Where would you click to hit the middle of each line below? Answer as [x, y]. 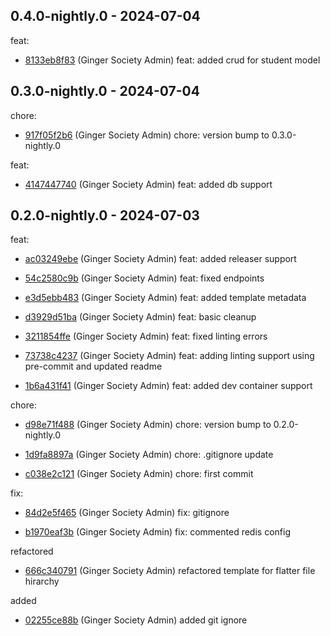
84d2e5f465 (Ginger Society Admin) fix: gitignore [127, 513]
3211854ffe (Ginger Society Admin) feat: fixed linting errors [146, 336]
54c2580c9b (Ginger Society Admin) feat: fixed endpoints [144, 278]
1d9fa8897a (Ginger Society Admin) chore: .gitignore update [149, 455]
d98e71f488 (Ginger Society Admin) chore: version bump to [148, 425]
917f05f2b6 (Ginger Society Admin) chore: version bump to [147, 135]
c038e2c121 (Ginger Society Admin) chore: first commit [139, 474]
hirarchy [42, 581]
